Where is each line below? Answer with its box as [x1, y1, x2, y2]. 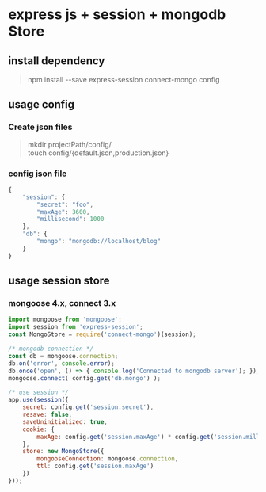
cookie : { [22, 425, 55, 433]
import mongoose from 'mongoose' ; [8, 315, 123, 324]
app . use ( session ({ [8, 396, 69, 404]
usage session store [8, 274, 110, 288]
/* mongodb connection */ [8, 345, 93, 353]
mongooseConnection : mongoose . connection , [36, 455, 179, 463]
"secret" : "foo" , [36, 200, 93, 208]
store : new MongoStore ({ [22, 448, 104, 456]
